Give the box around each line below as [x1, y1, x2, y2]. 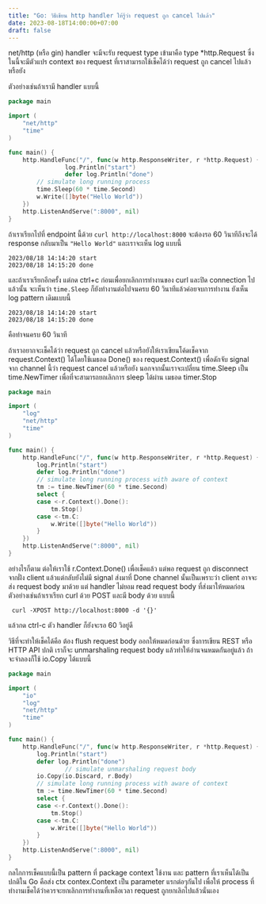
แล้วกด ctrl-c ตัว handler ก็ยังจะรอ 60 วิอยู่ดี [8, 620, 133, 629]
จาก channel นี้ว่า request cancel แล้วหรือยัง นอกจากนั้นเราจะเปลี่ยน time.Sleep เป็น [8, 363, 249, 373]
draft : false [8, 26, 51, 34]
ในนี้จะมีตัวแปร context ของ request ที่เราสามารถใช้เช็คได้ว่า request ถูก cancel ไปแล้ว [8, 57, 252, 67]
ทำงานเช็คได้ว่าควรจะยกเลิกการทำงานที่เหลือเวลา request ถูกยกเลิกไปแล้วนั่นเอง [8, 886, 219, 895]
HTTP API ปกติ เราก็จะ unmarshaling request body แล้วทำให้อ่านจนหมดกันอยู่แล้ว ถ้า [8, 644, 253, 655]
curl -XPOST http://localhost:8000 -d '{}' [11, 606, 158, 614]
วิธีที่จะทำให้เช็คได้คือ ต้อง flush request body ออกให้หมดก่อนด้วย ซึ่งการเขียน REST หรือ [8, 636, 253, 645]
